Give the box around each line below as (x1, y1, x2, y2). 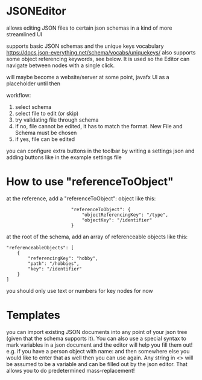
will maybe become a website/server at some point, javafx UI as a (6, 73, 170, 80)
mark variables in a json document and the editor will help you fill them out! (6, 341, 193, 349)
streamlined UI (6, 30, 43, 38)
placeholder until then (6, 80, 61, 87)
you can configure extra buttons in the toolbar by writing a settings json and (6, 147, 195, 154)
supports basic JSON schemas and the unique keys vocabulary (6, 42, 164, 50)
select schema (14, 103, 52, 110)
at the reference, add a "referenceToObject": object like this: (6, 195, 156, 202)
